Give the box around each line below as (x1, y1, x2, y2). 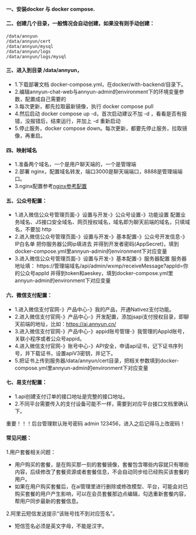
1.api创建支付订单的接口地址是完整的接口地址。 (14, 393, 129, 400)
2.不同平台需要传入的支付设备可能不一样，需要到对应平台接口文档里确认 (14, 400, 189, 407)
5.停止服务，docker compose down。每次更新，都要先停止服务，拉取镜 (14, 125, 188, 132)
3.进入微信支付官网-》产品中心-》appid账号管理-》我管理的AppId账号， (14, 328, 188, 335)
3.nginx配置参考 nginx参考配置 (14, 183, 87, 190)
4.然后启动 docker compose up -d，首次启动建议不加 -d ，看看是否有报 (14, 110, 187, 117)
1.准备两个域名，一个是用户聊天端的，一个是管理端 (14, 161, 136, 168)
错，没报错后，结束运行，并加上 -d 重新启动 (14, 118, 121, 124)
